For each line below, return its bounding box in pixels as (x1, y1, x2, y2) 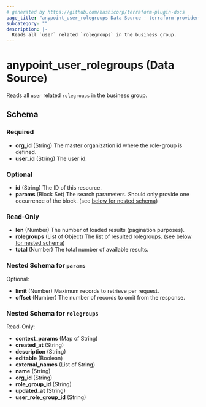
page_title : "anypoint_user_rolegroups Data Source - (6, 15, 147, 21)
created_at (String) (15, 341, 64, 349)
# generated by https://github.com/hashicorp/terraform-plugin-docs (6, 9, 185, 15)
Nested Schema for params (6, 262, 86, 270)
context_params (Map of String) (15, 335, 98, 342)
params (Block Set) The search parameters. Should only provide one (15, 191, 190, 198)
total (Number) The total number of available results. (15, 246, 149, 254)
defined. (15, 148, 37, 155)
